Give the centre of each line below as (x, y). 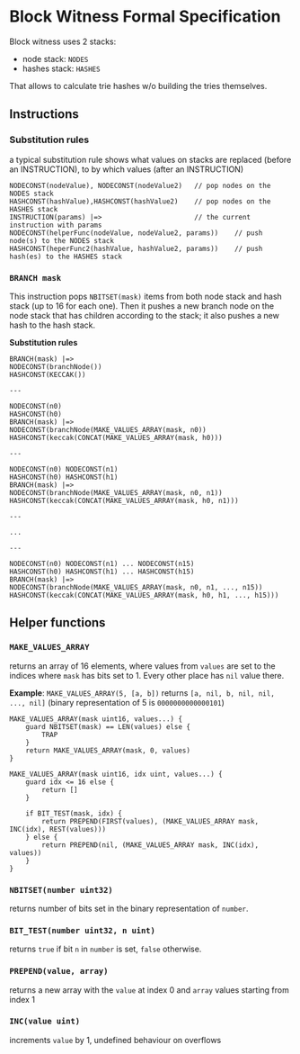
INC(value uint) (45, 1022)
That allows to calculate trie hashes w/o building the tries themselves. (138, 86)
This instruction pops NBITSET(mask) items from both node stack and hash (146, 296)
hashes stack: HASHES (61, 68)
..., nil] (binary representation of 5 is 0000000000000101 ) (117, 702)
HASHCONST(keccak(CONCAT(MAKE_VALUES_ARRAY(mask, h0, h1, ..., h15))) (144, 595)
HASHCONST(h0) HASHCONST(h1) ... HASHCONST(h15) (102, 572)
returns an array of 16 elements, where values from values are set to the (142, 666)
